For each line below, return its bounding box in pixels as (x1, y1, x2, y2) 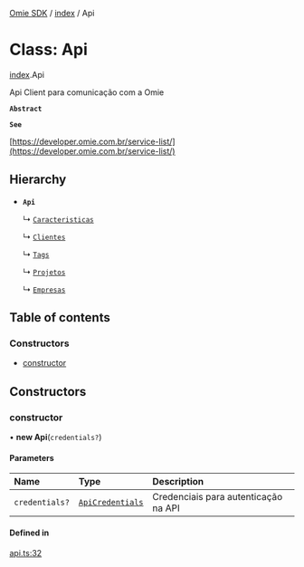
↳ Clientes (22, 231, 66, 242)
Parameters (9, 452, 54, 463)
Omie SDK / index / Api (9, 8, 95, 18)
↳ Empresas (22, 283, 66, 294)
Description (152, 476, 204, 488)
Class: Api (9, 40, 89, 60)
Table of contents (9, 310, 110, 325)
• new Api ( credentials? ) (9, 432, 102, 443)
